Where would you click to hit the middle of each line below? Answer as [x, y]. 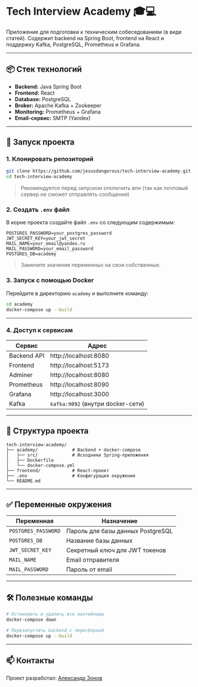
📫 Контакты [30, 661]
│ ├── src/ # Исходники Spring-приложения [77, 455]
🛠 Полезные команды [49, 597]
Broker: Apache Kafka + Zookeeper [58, 105]
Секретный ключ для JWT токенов [116, 550]
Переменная [35, 521]
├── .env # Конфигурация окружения [71, 476]
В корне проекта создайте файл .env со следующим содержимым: [90, 222]
